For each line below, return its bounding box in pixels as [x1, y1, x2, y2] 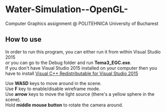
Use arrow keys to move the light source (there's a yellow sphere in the [5, 91, 155, 97]
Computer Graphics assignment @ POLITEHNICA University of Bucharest [5, 20, 159, 26]
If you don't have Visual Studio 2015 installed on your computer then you [5, 65, 157, 71]
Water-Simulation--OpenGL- [5, 4, 128, 15]
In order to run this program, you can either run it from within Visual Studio [5, 48, 161, 54]
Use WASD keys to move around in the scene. [5, 80, 102, 86]
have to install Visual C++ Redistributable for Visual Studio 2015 [5, 70, 139, 76]
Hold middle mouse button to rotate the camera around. [5, 102, 123, 108]
